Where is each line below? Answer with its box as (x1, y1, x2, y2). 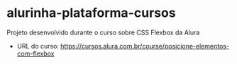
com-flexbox (16, 49, 55, 58)
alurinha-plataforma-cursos (6, 5, 176, 21)
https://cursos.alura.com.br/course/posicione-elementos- (60, 41, 230, 50)
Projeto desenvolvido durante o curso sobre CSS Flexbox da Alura (6, 28, 200, 37)
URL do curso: (16, 41, 60, 50)
